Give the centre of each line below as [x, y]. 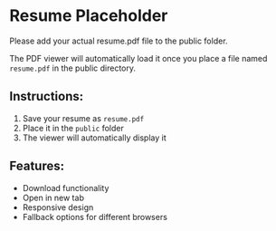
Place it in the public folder [73, 128]
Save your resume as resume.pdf [83, 118]
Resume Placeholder [89, 16]
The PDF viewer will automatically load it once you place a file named [138, 58]
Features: [37, 166]
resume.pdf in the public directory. [73, 68]
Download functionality [66, 188]
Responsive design [58, 207]
